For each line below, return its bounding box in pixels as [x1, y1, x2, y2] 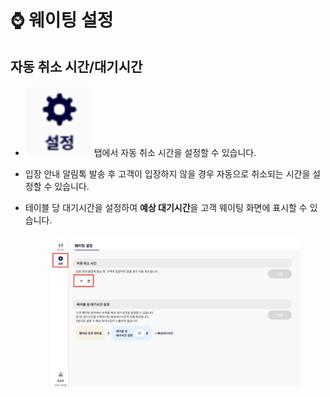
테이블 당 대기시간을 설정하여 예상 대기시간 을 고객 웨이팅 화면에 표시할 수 [24, 202, 308, 213]
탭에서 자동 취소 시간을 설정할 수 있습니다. [93, 147, 257, 158]
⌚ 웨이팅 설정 [10, 9, 114, 32]
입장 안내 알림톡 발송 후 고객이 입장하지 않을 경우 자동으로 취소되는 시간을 [24, 168, 311, 180]
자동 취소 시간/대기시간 [10, 58, 143, 75]
